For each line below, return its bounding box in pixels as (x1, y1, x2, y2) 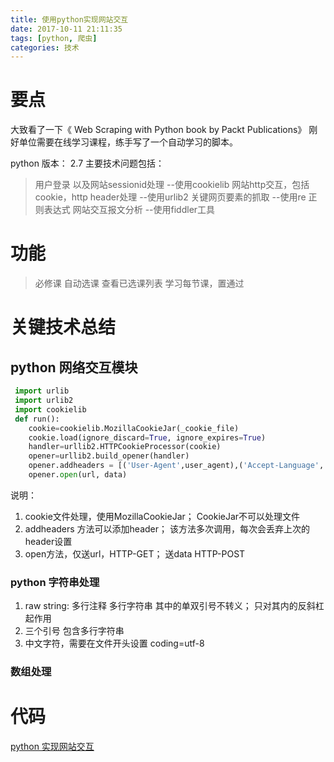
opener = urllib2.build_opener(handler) (28, 451, 190, 461)
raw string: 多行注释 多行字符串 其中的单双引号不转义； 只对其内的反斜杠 (24, 600, 325, 612)
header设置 (24, 535, 73, 547)
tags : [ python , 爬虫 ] (10, 33, 98, 43)
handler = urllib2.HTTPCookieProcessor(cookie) (28, 442, 222, 452)
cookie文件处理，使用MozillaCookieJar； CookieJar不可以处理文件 (24, 510, 301, 522)
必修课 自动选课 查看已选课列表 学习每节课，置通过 (34, 277, 245, 290)
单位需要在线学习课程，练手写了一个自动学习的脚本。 (18, 136, 238, 148)
